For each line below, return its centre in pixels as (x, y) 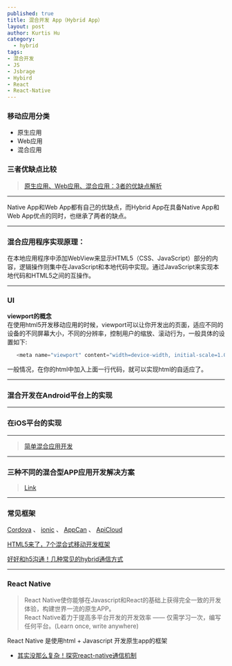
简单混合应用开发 (48, 446)
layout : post (26, 26)
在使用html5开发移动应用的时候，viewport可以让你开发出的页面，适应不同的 (115, 325)
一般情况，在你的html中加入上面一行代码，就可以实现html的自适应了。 (107, 369)
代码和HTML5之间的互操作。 (54, 276)
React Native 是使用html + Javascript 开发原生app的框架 (87, 640)
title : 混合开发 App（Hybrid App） (55, 20)
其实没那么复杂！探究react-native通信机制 (77, 655)
